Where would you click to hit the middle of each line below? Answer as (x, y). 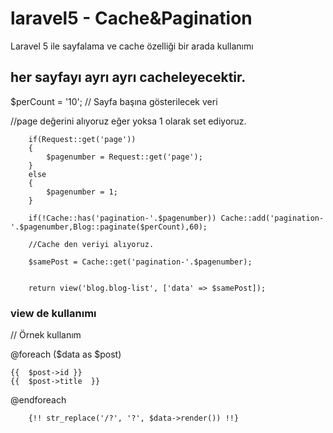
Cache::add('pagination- (272, 218)
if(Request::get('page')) (82, 139)
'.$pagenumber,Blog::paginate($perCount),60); (109, 227)
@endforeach (38, 400)
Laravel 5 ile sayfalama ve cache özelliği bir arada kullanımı (132, 46)
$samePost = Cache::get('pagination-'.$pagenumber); (140, 262)
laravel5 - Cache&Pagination (131, 18)
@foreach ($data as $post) (66, 354)
